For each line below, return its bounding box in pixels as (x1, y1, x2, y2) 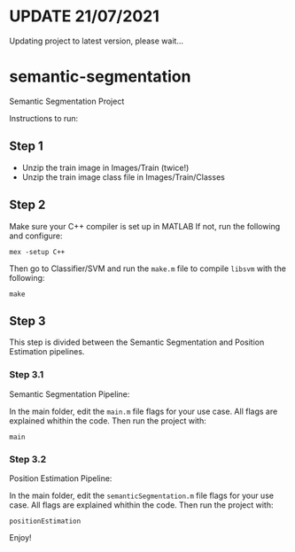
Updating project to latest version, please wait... (9, 35, 184, 46)
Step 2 (9, 198, 46, 213)
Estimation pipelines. (9, 346, 85, 357)
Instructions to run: (9, 113, 79, 123)
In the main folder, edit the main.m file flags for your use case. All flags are (9, 406, 278, 416)
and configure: (9, 230, 63, 241)
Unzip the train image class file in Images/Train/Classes (21, 171, 226, 183)
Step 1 (9, 139, 44, 154)
